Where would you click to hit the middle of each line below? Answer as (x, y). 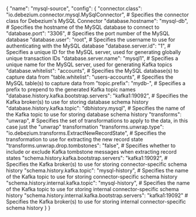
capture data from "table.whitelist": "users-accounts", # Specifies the (90, 77)
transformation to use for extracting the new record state (75, 139)
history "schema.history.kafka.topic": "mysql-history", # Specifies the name (97, 170)
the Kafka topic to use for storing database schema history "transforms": (94, 114)
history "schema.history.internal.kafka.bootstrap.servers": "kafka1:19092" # (97, 195)
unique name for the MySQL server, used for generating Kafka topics (89, 65)
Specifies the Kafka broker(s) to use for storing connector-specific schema (97, 164)
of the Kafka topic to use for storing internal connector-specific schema (93, 189)
